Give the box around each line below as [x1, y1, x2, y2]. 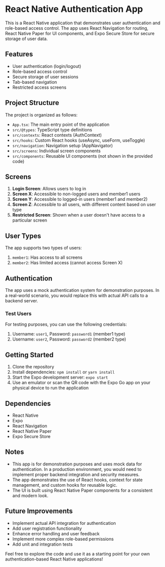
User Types [5, 231, 41, 240]
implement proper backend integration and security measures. [12, 471, 140, 477]
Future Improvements [5, 507, 73, 515]
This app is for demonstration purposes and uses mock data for [12, 461, 142, 467]
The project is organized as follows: [5, 112, 78, 117]
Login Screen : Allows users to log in [12, 186, 86, 192]
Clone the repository [12, 364, 54, 370]
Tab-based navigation [12, 79, 57, 85]
